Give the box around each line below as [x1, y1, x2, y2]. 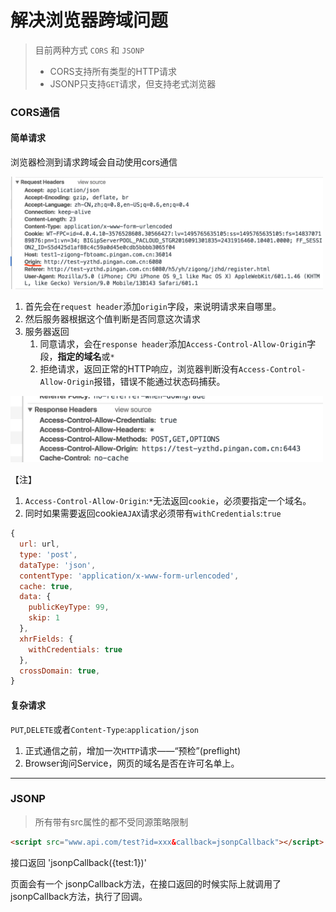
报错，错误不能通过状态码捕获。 [93, 375, 226, 387]
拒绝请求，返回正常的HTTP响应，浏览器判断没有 [39, 362, 240, 375]
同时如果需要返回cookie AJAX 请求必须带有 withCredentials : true [24, 507, 282, 520]
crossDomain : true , [19, 666, 101, 676]
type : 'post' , [19, 549, 78, 560]
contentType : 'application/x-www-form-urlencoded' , [19, 571, 240, 581]
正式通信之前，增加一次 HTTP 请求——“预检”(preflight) [24, 744, 242, 756]
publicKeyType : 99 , [28, 602, 110, 613]
